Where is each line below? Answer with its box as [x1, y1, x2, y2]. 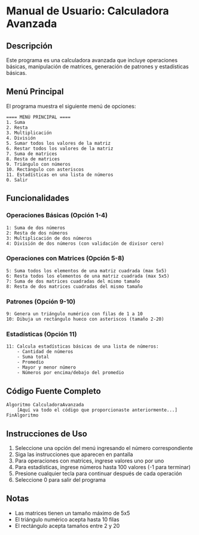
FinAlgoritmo [6, 412, 39, 418]
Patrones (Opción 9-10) [6, 297, 76, 306]
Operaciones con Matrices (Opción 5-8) [6, 254, 124, 263]
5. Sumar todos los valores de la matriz [6, 140, 111, 146]
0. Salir [6, 177, 28, 183]
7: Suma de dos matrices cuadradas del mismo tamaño [6, 278, 140, 284]
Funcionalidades [6, 193, 70, 203]
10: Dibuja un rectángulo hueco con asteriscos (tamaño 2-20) [6, 316, 164, 323]
